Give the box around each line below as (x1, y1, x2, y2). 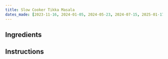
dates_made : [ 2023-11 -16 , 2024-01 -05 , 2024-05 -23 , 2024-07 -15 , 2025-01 (5, 12, 157, 17)
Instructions (5, 47, 44, 56)
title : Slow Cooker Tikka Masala (5, 7, 75, 12)
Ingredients (5, 30, 42, 39)
